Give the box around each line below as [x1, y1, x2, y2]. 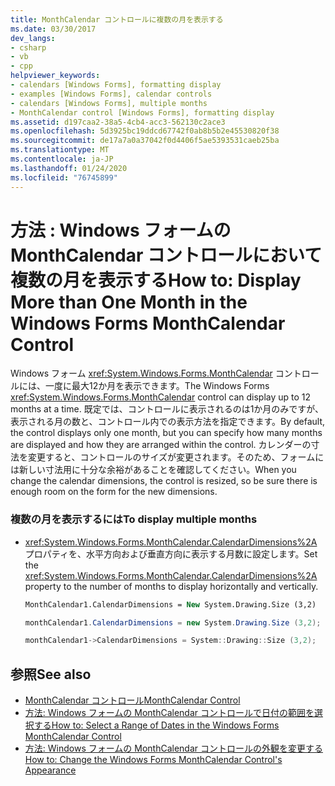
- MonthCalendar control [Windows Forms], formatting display [10, 107, 275, 118]
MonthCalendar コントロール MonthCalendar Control [24, 694, 241, 706]
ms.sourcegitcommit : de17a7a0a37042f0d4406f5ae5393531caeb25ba [10, 136, 280, 146]
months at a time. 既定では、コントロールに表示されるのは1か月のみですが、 [10, 403, 325, 415]
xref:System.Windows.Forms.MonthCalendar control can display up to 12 [10, 391, 312, 403]
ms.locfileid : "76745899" [10, 172, 118, 183]
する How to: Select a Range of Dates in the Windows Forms [33, 719, 280, 731]
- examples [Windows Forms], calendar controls [10, 89, 213, 99]
